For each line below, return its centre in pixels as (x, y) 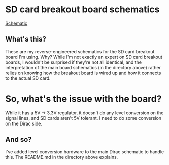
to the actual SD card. (28, 78)
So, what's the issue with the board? (83, 98)
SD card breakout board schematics (82, 9)
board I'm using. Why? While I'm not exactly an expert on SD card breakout (84, 57)
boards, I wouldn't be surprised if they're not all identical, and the (74, 62)
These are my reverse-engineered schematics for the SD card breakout (80, 51)
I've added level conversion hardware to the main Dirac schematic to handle (84, 152)
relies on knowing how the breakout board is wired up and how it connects (83, 73)
